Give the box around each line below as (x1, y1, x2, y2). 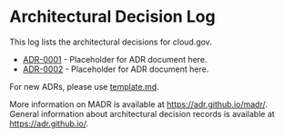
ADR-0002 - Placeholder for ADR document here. (22, 64, 209, 74)
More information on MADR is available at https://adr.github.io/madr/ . (9, 98, 269, 110)
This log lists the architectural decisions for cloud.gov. (9, 36, 212, 47)
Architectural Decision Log (9, 6, 216, 27)
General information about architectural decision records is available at (9, 108, 275, 119)
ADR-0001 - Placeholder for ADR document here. (22, 54, 208, 64)
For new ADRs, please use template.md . (9, 81, 159, 92)
